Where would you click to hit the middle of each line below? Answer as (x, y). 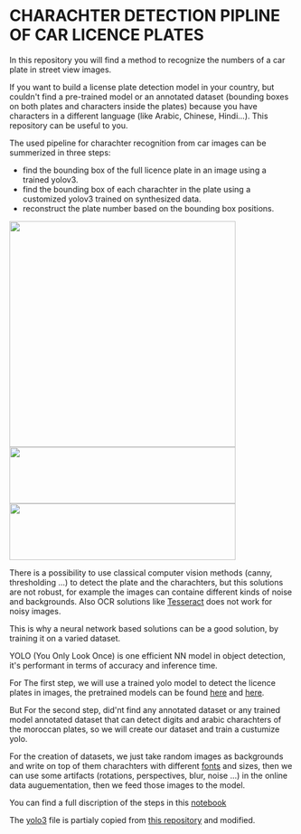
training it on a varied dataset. (65, 638)
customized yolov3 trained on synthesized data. (112, 199)
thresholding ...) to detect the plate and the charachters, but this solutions (146, 582)
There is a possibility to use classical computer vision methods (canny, (141, 572)
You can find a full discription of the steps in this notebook (118, 802)
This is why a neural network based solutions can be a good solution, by (144, 628)
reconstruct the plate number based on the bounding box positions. (148, 208)
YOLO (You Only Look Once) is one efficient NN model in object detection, (148, 655)
